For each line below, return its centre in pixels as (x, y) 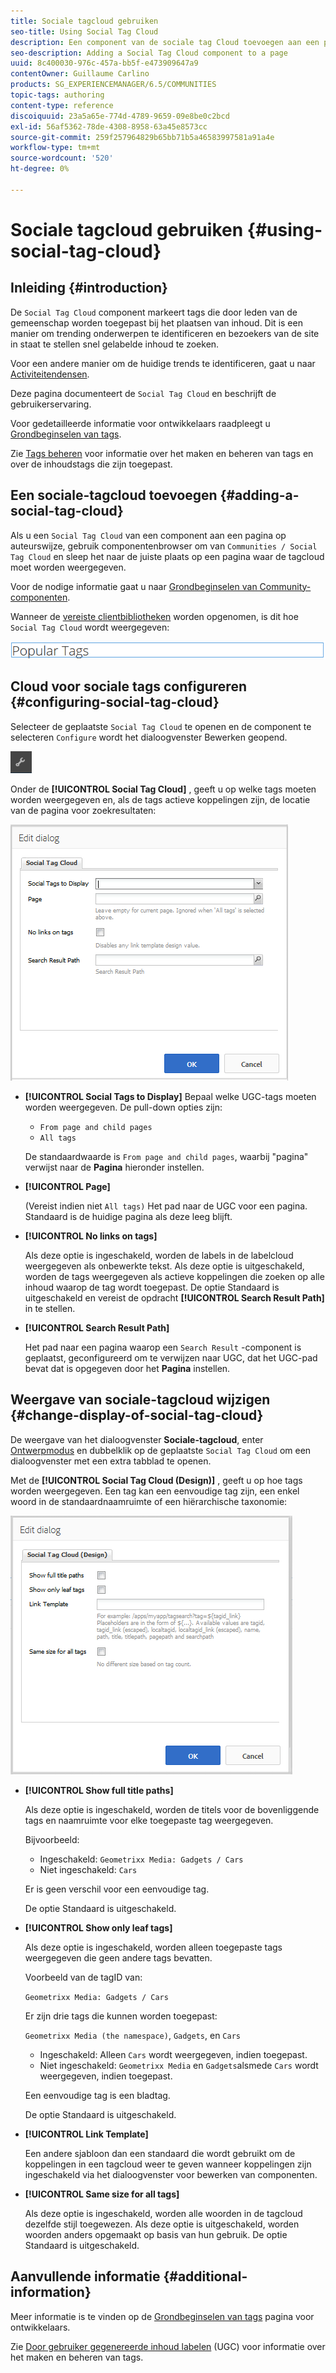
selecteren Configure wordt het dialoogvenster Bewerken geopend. (149, 737)
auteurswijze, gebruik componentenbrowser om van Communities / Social (164, 546)
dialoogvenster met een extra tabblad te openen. (111, 1461)
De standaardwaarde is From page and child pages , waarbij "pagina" (166, 1156)
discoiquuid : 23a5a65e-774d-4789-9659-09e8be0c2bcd (120, 116)
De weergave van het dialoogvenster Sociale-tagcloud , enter (137, 1439)
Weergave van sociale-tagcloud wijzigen (140, 1400)
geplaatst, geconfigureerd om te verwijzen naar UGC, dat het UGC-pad (171, 1357)
